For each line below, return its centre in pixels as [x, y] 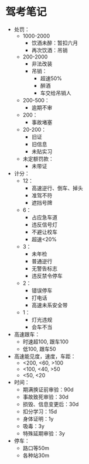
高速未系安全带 [49, 305]
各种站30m [36, 455]
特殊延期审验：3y [44, 433]
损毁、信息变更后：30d [51, 404]
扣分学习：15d [40, 411]
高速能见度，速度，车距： [45, 356]
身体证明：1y [38, 418]
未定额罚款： [38, 159]
